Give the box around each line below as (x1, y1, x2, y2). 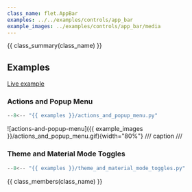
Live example (7, 80, 45, 88)
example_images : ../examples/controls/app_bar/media (7, 23, 161, 29)
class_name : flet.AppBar (7, 10, 78, 17)
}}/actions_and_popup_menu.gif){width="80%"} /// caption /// (7, 132, 183, 141)
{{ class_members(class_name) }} (7, 177, 103, 185)
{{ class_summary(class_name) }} (7, 42, 102, 50)
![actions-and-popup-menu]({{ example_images (7, 125, 143, 133)
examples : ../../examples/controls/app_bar (7, 16, 134, 23)
